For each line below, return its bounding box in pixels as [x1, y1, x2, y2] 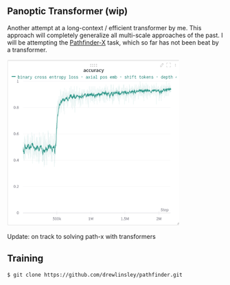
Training [7, 252, 44, 264]
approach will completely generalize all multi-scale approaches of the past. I [7, 31, 223, 39]
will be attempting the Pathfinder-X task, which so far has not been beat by [7, 38, 220, 47]
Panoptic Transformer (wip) [7, 5, 128, 17]
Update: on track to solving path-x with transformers [7, 233, 156, 241]
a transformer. [7, 45, 47, 54]
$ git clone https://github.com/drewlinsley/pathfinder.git [7, 271, 183, 279]
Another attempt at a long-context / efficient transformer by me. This [7, 23, 202, 32]
